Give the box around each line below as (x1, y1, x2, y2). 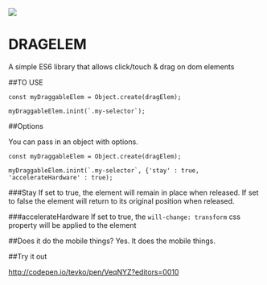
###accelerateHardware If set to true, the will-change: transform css (8, 212, 241, 221)
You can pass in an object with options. (8, 137, 138, 147)
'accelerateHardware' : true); (8, 173, 113, 181)
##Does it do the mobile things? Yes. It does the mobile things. (8, 236, 216, 246)
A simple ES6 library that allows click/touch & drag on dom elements (8, 61, 235, 72)
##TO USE (8, 77, 43, 87)
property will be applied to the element (8, 220, 137, 229)
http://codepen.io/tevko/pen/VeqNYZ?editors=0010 (8, 266, 179, 277)
